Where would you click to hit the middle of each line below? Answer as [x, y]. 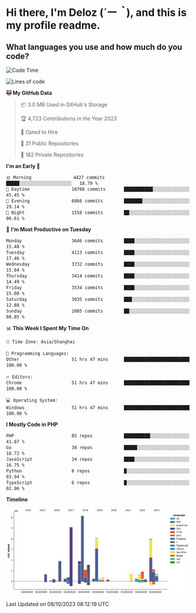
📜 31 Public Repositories [49, 143]
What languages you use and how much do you [94, 47]
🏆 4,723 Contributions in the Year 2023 [68, 119]
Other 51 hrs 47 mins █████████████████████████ [98, 359]
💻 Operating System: [32, 400]
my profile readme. [53, 25]
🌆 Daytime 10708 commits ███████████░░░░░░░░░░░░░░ [98, 189]
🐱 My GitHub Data [29, 93]
